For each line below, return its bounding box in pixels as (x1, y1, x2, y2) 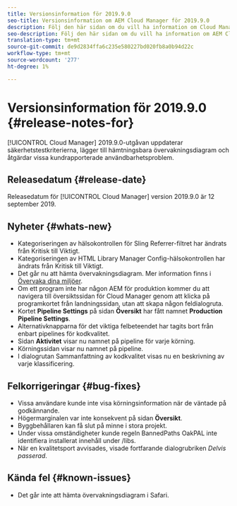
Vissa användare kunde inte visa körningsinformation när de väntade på (17, 399, 227, 407)
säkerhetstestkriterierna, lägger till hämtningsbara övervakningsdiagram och (7, 146, 229, 154)
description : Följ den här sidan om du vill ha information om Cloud (7, 23, 217, 30)
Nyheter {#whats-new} (7, 220, 112, 232)
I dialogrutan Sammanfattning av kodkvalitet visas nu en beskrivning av (17, 352, 225, 361)
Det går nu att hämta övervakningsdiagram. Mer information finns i (17, 270, 212, 278)
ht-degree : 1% (7, 63, 49, 70)
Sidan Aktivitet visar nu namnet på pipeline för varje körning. (17, 337, 195, 345)
